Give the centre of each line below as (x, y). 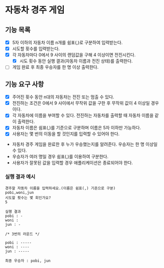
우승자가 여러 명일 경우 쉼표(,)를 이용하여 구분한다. (60, 157)
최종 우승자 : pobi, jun (28, 261)
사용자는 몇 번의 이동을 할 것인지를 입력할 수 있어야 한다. (66, 134)
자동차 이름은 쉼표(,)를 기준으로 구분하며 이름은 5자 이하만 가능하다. (77, 128)
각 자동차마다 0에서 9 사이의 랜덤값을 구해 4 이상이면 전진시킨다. (74, 55)
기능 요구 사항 (25, 84)
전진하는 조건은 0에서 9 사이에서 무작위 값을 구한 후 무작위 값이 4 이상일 (81, 103)
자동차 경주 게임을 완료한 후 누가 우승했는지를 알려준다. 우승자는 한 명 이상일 (85, 144)
